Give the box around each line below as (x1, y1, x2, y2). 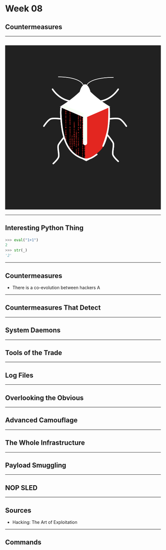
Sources (5, 506, 32, 514)
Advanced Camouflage (5, 416, 78, 424)
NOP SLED (5, 483, 38, 492)
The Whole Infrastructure (5, 439, 85, 447)
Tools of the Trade (5, 348, 63, 357)
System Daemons (5, 326, 61, 334)
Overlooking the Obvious (5, 394, 84, 402)
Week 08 (5, 3, 43, 14)
